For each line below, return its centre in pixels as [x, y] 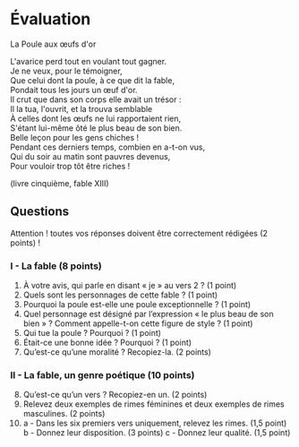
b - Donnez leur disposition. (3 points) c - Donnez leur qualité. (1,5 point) [157, 433]
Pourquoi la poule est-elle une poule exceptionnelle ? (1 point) [137, 305]
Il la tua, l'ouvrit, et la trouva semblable [81, 108]
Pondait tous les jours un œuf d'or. [74, 90]
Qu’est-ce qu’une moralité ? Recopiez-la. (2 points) [117, 352]
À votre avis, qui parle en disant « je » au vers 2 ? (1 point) [130, 286]
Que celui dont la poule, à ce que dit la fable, [93, 80]
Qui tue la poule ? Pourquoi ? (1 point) [92, 333]
